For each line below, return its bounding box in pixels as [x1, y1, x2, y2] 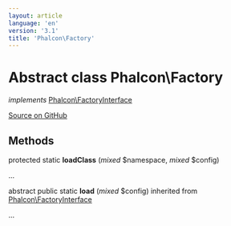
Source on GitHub [8, 111, 68, 120]
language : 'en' [8, 19, 59, 27]
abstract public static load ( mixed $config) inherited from [8, 186, 198, 196]
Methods [8, 134, 55, 147]
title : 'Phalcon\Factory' [8, 34, 95, 42]
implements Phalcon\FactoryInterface [8, 95, 132, 105]
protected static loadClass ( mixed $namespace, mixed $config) [8, 155, 220, 164]
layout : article [8, 11, 63, 20]
